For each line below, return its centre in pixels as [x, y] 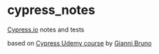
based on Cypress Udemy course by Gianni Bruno [79, 43]
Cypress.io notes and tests [46, 29]
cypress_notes [51, 10]
